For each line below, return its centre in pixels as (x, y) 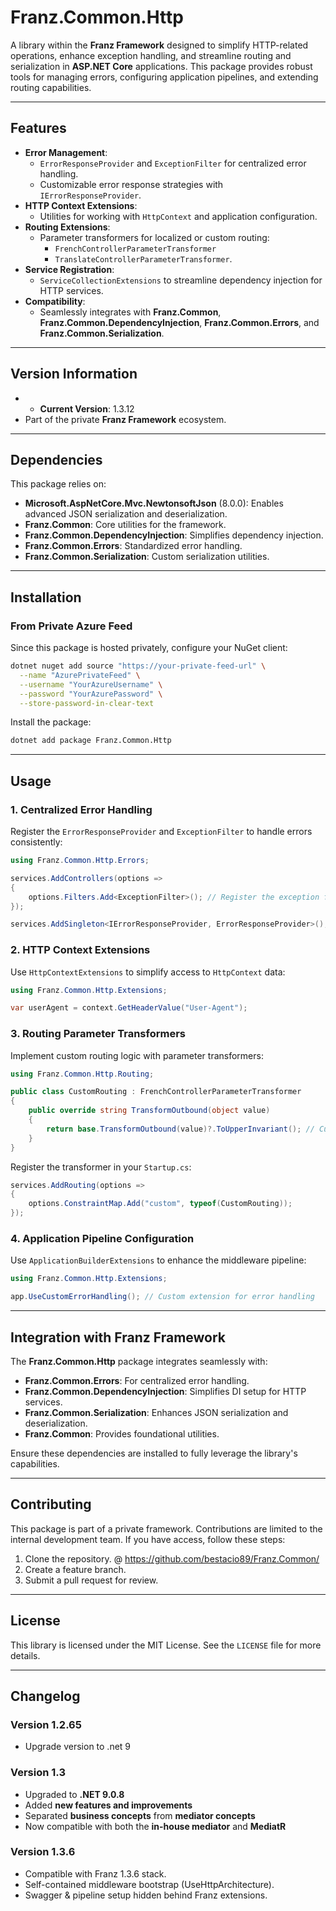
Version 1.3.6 (43, 1852)
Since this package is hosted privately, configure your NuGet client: (149, 648)
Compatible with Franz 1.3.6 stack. (95, 1873)
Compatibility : (55, 301)
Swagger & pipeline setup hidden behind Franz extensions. (146, 1895)
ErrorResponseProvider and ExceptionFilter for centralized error (173, 163)
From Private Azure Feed (71, 626)
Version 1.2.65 (46, 1724)
